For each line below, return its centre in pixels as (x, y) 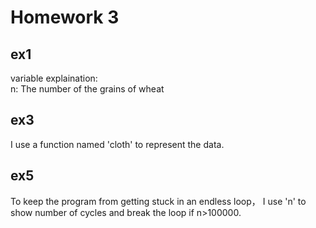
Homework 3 (65, 17)
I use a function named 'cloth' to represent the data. (117, 144)
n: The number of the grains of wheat (87, 89)
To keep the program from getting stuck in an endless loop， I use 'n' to (158, 201)
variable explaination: (54, 78)
